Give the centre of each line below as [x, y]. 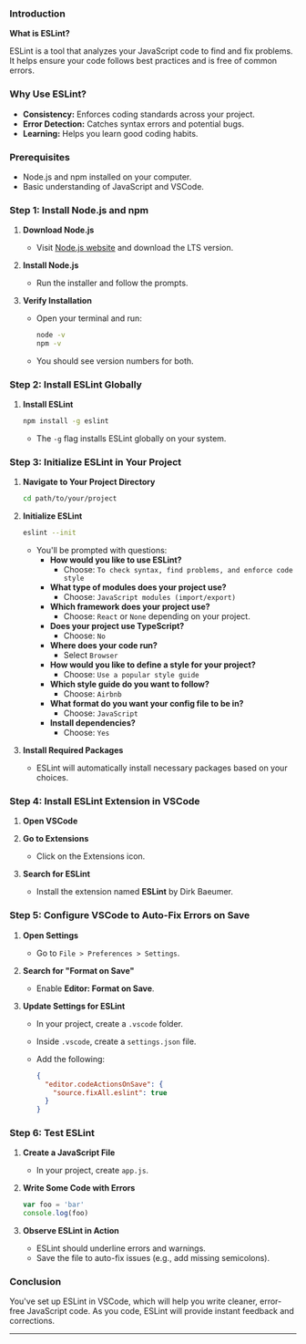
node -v [51, 336]
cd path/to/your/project [70, 499]
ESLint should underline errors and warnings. [121, 1248]
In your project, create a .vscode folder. [110, 1023]
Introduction [37, 14]
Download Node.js [58, 230]
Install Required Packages [73, 750]
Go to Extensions [56, 839]
